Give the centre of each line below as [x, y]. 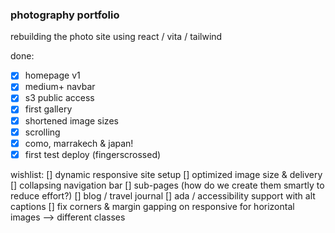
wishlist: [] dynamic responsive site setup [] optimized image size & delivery [166, 174]
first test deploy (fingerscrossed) [93, 154]
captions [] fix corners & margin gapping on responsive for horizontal [152, 206]
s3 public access [59, 98]
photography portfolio [65, 15]
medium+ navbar [60, 87]
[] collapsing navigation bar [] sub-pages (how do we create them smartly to [167, 185]
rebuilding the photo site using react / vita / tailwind [116, 37]
